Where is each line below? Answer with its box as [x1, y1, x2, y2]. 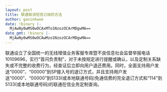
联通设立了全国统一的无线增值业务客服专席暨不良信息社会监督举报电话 [5, 50, 150, 56]
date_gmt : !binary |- [5, 31, 51, 36]
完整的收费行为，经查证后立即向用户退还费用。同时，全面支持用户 [18, 62, 154, 68]
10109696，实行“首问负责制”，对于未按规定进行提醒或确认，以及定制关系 [5, 56, 157, 62]
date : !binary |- [5, 21, 42, 27]
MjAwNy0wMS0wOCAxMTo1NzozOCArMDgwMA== [10, 26, 91, 31]
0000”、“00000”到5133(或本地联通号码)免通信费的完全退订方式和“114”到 [12, 75, 162, 81]
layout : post [5, 7, 33, 13]
